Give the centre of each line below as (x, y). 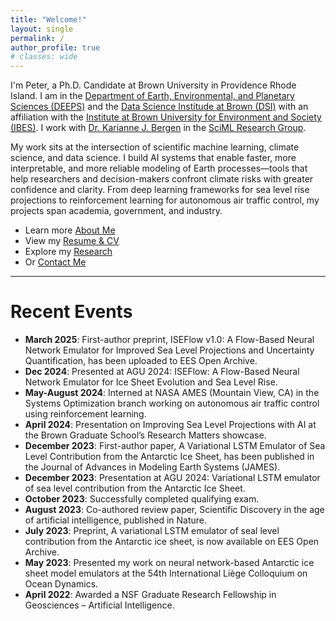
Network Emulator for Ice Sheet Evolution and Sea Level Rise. (151, 382)
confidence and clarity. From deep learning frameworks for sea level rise (160, 190)
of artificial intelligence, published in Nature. (116, 520)
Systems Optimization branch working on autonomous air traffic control (172, 403)
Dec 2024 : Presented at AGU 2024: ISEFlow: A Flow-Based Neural (162, 372)
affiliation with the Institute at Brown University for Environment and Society (166, 117)
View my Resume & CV (72, 241)
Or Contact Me (55, 262)
